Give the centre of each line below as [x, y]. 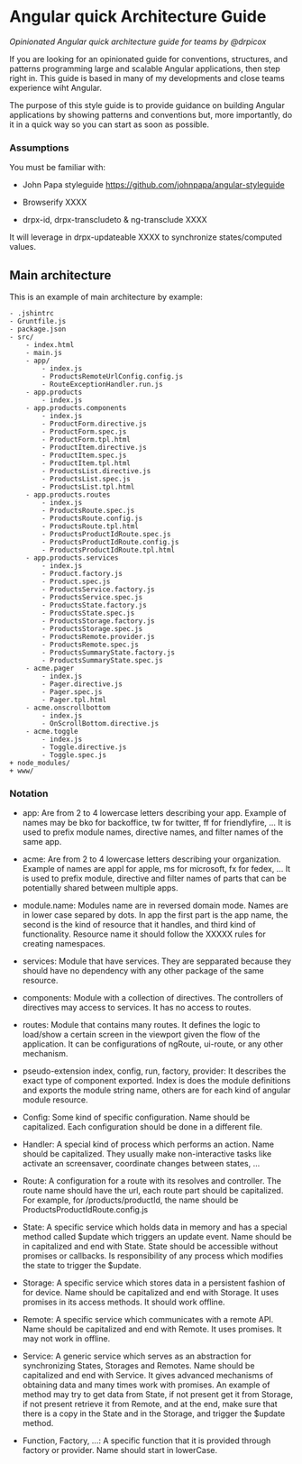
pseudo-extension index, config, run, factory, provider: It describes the [154, 1071]
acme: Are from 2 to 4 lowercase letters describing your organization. [151, 859]
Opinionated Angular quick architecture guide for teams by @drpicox [138, 41]
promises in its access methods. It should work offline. [124, 1302]
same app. [42, 842]
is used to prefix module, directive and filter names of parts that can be [154, 878]
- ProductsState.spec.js [88, 613]
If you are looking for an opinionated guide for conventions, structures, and [149, 59]
